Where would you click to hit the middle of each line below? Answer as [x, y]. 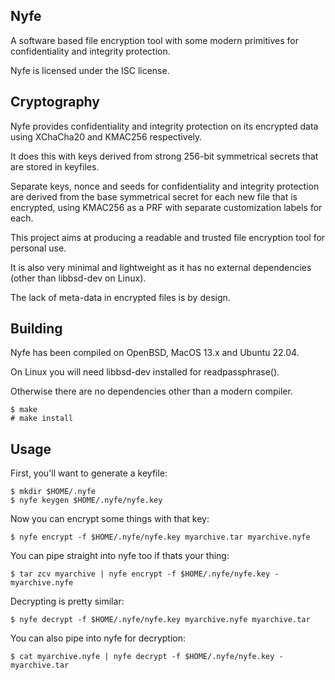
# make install [42, 419]
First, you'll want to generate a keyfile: [89, 473]
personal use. [38, 248]
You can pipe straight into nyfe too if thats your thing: [120, 556]
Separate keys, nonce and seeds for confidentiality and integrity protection [165, 186]
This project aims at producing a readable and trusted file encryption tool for [168, 237]
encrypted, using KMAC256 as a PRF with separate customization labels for [166, 207]
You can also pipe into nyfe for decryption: [98, 638]
